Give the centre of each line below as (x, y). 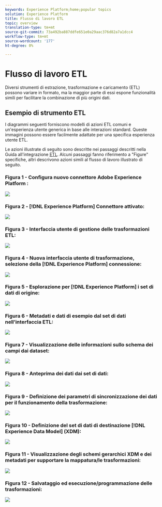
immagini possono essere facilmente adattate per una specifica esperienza (80, 135)
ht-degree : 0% (19, 46)
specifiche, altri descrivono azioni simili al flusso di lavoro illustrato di (74, 160)
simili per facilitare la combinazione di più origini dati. (58, 98)
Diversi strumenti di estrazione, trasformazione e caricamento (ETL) (73, 87)
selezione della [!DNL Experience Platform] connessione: (73, 264)
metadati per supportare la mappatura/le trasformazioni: (73, 460)
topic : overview (21, 23)
